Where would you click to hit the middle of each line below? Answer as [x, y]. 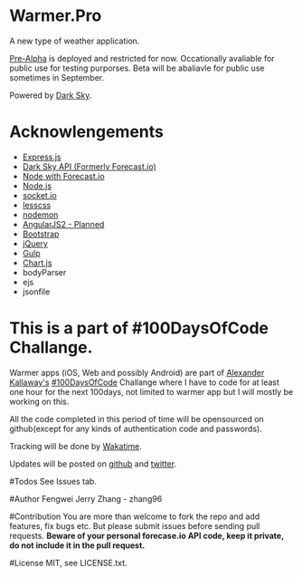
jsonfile [36, 292]
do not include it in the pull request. [77, 545]
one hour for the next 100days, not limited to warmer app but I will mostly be [151, 391]
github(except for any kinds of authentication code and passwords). [136, 428]
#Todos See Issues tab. [53, 481]
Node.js [37, 186]
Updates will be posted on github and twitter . [93, 464]
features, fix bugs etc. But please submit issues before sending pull [135, 525]
